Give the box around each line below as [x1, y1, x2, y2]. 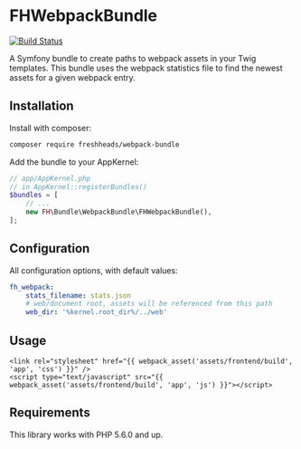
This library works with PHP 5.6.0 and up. [9, 429, 164, 440]
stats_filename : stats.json [25, 291, 131, 300]
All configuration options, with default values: [9, 264, 178, 276]
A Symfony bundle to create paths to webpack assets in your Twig [9, 53, 257, 63]
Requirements [9, 405, 90, 421]
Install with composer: [9, 122, 92, 133]
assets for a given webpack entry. [9, 72, 136, 82]
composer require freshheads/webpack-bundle [9, 139, 180, 149]
